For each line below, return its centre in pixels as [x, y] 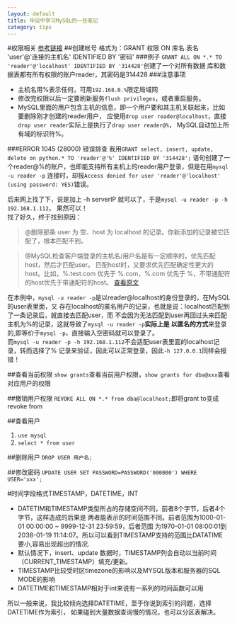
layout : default [31, 14]
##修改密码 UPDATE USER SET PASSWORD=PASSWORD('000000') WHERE [102, 472]
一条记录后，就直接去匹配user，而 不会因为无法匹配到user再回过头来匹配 [120, 315]
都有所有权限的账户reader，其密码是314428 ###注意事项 [103, 74]
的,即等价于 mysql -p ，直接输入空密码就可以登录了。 [83, 333]
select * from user [46, 443]
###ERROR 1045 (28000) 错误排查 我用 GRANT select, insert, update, [110, 149]
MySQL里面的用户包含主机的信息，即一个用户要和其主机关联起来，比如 [121, 108]
